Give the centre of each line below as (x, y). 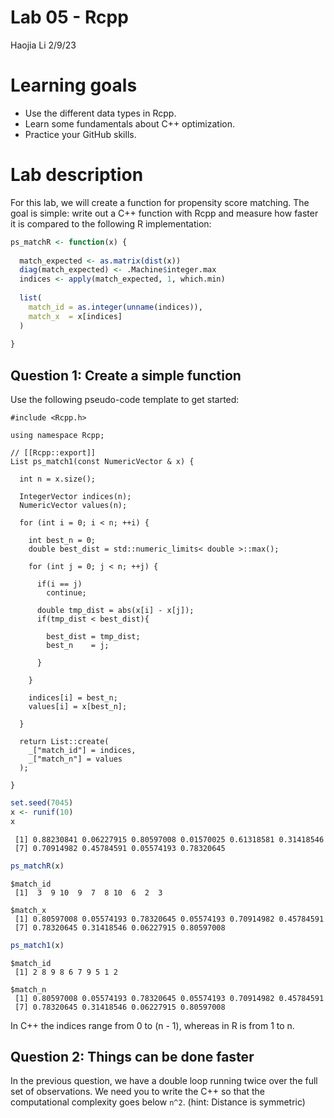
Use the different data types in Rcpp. (100, 113)
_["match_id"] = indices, (82, 751)
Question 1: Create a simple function (126, 375)
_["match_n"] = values (75, 759)
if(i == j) (59, 584)
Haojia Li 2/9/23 (43, 45)
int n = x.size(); (58, 479)
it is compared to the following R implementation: (111, 223)
